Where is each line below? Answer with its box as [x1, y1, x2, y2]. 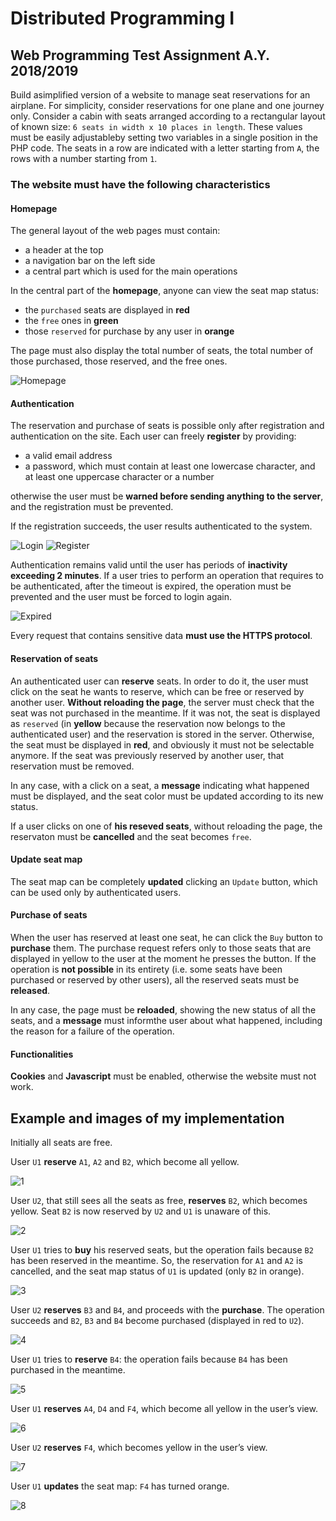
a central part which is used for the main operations [24, 265, 238, 277]
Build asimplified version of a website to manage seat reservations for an [10, 89, 311, 101]
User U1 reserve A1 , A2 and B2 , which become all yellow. [10, 1155, 240, 1167]
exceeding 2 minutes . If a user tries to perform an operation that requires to [10, 570, 324, 582]
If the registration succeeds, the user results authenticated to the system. [10, 520, 313, 532]
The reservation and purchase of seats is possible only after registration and [10, 420, 325, 432]
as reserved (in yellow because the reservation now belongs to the [10, 717, 286, 729]
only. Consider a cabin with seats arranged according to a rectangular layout [10, 110, 326, 122]
